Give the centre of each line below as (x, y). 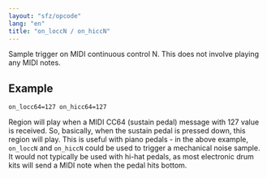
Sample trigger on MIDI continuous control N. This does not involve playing (134, 54)
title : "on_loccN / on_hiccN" (60, 31)
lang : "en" (27, 24)
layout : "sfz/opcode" (45, 16)
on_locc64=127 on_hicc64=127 (58, 107)
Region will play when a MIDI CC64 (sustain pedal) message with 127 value (134, 122)
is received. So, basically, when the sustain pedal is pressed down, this (127, 131)
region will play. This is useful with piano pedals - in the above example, (129, 140)
